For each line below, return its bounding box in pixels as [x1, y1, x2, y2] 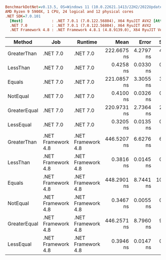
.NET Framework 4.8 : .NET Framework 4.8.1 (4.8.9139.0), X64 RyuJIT [9, 28, 156, 33]
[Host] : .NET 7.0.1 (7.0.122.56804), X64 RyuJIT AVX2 [9, 18, 152, 23]
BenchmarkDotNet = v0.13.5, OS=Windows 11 [5, 4, 90, 9]
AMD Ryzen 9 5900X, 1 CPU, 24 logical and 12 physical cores [5, 9, 134, 14]
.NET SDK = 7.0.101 [5, 13, 41, 19]
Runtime [77, 39, 97, 46]
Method [13, 39, 33, 46]
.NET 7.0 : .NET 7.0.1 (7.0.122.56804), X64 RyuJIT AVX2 [9, 23, 152, 28]
